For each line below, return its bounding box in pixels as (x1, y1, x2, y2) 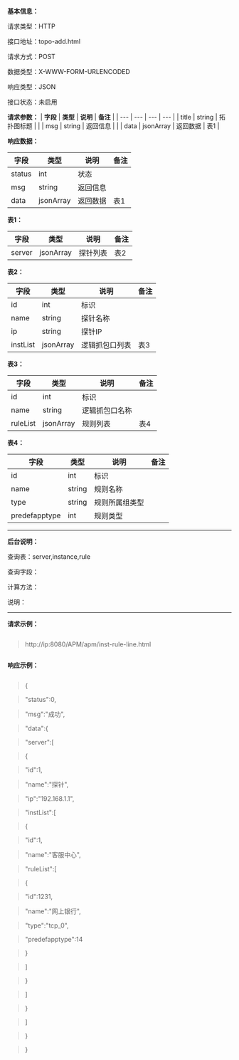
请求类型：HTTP (7, 22, 55, 31)
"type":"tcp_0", (24, 921, 69, 930)
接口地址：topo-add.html (7, 37, 80, 46)
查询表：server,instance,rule (7, 552, 91, 561)
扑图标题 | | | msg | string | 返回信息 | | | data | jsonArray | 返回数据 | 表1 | (7, 122, 220, 130)
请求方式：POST (7, 53, 55, 61)
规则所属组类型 (93, 498, 144, 508)
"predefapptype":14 (24, 935, 83, 943)
